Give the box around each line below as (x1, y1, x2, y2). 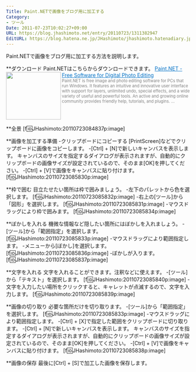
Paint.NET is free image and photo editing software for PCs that (62, 78, 184, 84)
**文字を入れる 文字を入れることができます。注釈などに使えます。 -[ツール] (6, 269, 188, 275)
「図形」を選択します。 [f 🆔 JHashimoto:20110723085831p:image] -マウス (6, 200, 184, 207)
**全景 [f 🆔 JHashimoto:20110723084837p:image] (6, 125, 125, 132)
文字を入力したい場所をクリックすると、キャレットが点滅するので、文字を (6, 284, 185, 290)
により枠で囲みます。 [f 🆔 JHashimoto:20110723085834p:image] (21, 208, 176, 214)
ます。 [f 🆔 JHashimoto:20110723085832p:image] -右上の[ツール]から (16, 193, 184, 200)
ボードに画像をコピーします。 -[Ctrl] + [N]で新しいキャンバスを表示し (16, 145, 184, 152)
